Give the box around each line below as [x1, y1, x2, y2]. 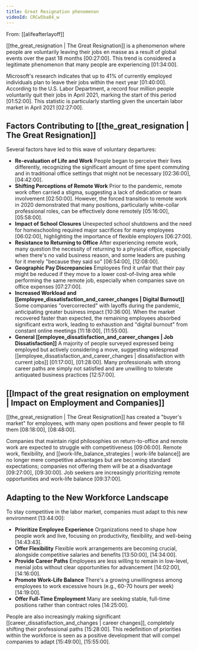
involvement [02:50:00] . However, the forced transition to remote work [14, 195, 187, 202]
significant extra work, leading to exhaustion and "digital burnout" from [14, 321, 188, 328]
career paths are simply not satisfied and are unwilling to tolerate [14, 365, 173, 372]
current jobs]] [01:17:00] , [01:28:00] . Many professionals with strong [14, 359, 181, 366]
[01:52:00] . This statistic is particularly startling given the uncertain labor [6, 97, 183, 104]
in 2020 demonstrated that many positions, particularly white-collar [14, 201, 179, 209]
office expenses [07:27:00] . [14, 283, 82, 290]
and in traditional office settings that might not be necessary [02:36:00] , [14, 170, 191, 177]
